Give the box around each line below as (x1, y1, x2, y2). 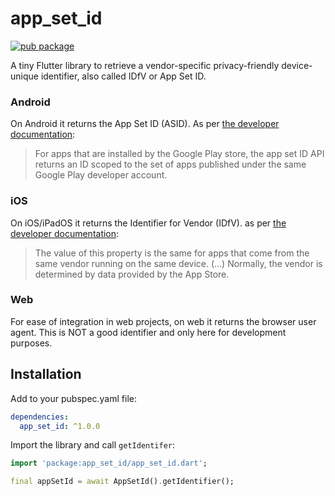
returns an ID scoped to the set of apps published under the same (34, 158, 307, 171)
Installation (10, 366, 82, 383)
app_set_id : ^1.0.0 (19, 421, 101, 431)
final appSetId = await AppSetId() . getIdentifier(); (10, 477, 235, 487)
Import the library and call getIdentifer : (10, 439, 176, 451)
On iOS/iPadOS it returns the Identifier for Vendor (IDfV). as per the (10, 217, 287, 229)
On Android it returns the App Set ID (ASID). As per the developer (10, 118, 280, 130)
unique (10, 70, 39, 82)
